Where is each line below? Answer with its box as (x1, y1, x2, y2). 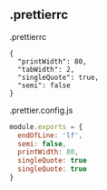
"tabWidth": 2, (17, 65, 75, 74)
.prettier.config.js (9, 105, 73, 115)
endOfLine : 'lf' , (17, 131, 83, 140)
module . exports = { (9, 122, 83, 131)
